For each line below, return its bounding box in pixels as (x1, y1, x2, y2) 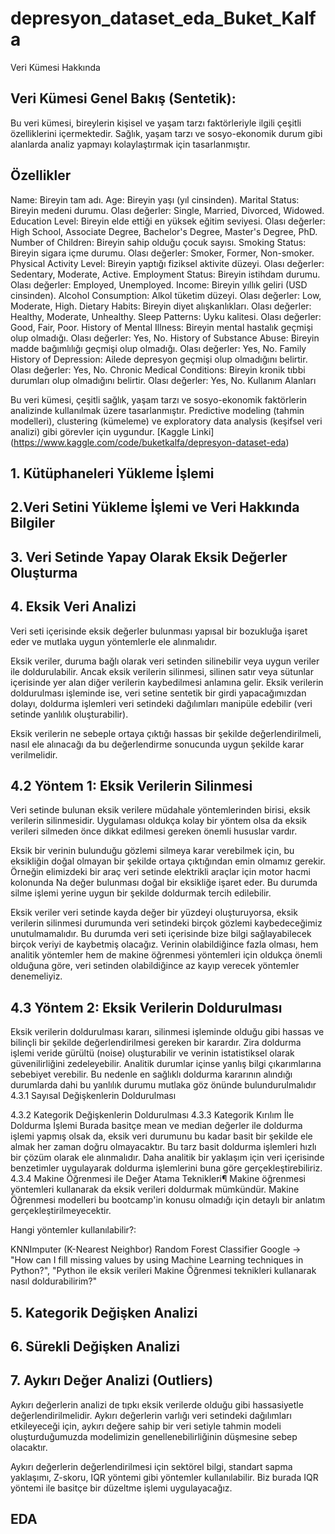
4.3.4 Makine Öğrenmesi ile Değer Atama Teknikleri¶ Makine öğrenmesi (10, 1173, 306, 1185)
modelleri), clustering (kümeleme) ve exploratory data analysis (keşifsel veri (10, 415, 323, 427)
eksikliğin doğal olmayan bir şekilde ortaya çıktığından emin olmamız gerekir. (10, 855, 326, 867)
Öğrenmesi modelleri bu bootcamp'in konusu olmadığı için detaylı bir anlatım (10, 1194, 326, 1206)
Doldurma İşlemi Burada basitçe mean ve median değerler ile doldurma (10, 1120, 303, 1132)
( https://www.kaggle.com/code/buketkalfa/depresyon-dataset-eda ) (10, 436, 290, 448)
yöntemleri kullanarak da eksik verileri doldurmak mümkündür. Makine (10, 1183, 300, 1196)
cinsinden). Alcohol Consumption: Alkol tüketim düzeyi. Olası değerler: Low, (10, 289, 322, 301)
